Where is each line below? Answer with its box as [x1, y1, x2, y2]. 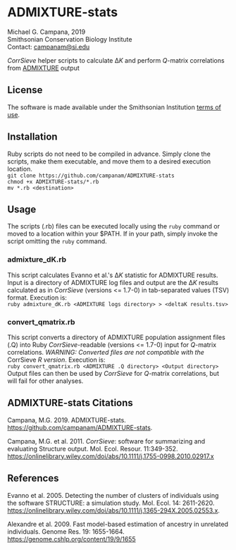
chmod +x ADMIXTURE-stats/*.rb [7, 178, 99, 185]
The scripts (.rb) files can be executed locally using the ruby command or [7, 222, 221, 231]
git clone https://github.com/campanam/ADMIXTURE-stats [7, 172, 175, 179]
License [7, 84, 43, 96]
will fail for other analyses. [7, 377, 84, 385]
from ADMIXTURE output [7, 63, 80, 72]
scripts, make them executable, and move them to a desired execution [7, 157, 211, 166]
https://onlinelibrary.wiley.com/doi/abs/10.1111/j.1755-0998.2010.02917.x [7, 452, 214, 460]
